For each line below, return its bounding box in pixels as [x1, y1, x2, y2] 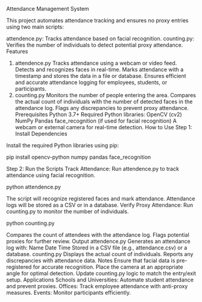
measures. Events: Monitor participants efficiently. [6, 289, 131, 296]
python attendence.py [6, 184, 62, 190]
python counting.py [6, 220, 55, 226]
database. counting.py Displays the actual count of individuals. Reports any [6, 251, 194, 257]
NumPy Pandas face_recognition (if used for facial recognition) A [14, 117, 177, 124]
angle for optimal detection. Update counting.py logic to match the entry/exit [6, 270, 197, 277]
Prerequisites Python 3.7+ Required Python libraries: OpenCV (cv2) [14, 111, 182, 118]
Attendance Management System [6, 5, 89, 12]
